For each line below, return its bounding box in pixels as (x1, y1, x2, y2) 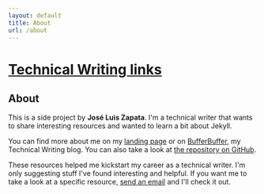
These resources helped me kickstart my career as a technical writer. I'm (8, 160, 246, 170)
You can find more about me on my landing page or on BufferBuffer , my (8, 136, 241, 146)
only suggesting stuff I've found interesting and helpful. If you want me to (8, 169, 247, 178)
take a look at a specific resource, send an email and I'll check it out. (8, 177, 232, 187)
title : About (8, 19, 51, 27)
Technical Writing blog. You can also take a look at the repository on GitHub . (8, 145, 257, 154)
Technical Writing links (8, 60, 162, 78)
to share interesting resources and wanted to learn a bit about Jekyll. (8, 121, 232, 131)
